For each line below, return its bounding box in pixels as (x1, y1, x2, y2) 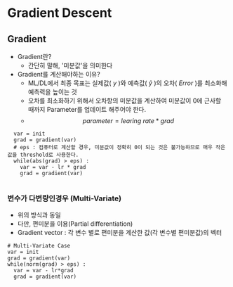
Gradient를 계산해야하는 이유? (17, 70, 100, 78)
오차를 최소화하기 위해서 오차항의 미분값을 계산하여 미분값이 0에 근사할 (27, 96, 222, 105)
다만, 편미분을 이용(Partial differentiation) (17, 219, 133, 228)
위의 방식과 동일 (17, 211, 61, 219)
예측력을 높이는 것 (27, 88, 77, 96)
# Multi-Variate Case (7, 243, 71, 250)
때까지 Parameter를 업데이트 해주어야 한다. (27, 106, 146, 113)
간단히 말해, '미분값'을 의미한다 (27, 61, 113, 70)
